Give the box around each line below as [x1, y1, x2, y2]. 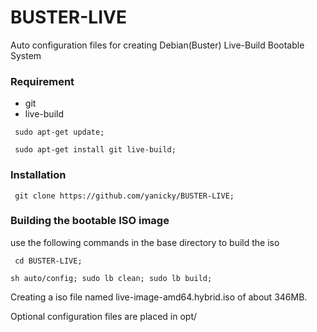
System [10, 49, 42, 61]
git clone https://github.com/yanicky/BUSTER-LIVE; [14, 191, 235, 201]
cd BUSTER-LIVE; [14, 256, 83, 266]
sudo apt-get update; [14, 127, 105, 138]
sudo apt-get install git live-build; [14, 145, 177, 155]
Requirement [10, 74, 75, 88]
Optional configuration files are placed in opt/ [10, 310, 198, 322]
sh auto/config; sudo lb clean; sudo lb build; [10, 273, 213, 283]
